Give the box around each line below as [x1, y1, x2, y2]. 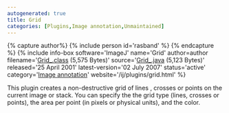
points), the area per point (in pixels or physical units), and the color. [7, 99, 201, 107]
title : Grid [7, 16, 41, 23]
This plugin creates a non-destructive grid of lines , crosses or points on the [7, 84, 222, 92]
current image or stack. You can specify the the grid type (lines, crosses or [7, 91, 220, 99]
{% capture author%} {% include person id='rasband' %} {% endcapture [7, 42, 215, 50]
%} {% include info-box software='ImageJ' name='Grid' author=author [7, 49, 208, 57]
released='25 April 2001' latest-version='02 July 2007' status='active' [7, 63, 206, 72]
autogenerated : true [7, 10, 67, 17]
